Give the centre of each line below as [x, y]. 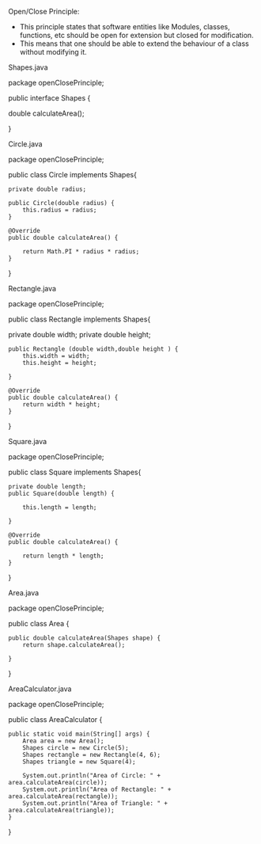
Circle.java [25, 144]
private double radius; [47, 189]
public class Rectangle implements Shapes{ [79, 319]
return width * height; [62, 405]
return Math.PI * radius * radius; [81, 252]
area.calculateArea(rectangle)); [63, 796]
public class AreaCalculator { [55, 719]
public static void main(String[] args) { [79, 734]
